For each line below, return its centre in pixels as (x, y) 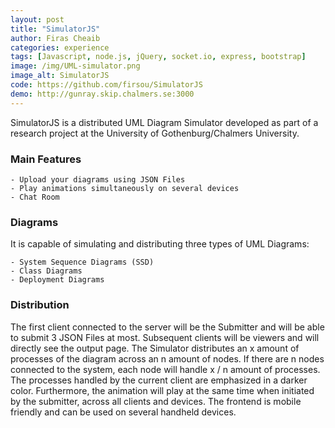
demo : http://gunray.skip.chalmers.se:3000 (102, 94)
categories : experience (60, 47)
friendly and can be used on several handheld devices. (123, 412)
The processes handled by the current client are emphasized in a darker (159, 380)
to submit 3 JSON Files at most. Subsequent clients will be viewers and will (165, 337)
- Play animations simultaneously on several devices (125, 188)
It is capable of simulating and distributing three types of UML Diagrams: (160, 244)
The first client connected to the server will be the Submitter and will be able (167, 327)
